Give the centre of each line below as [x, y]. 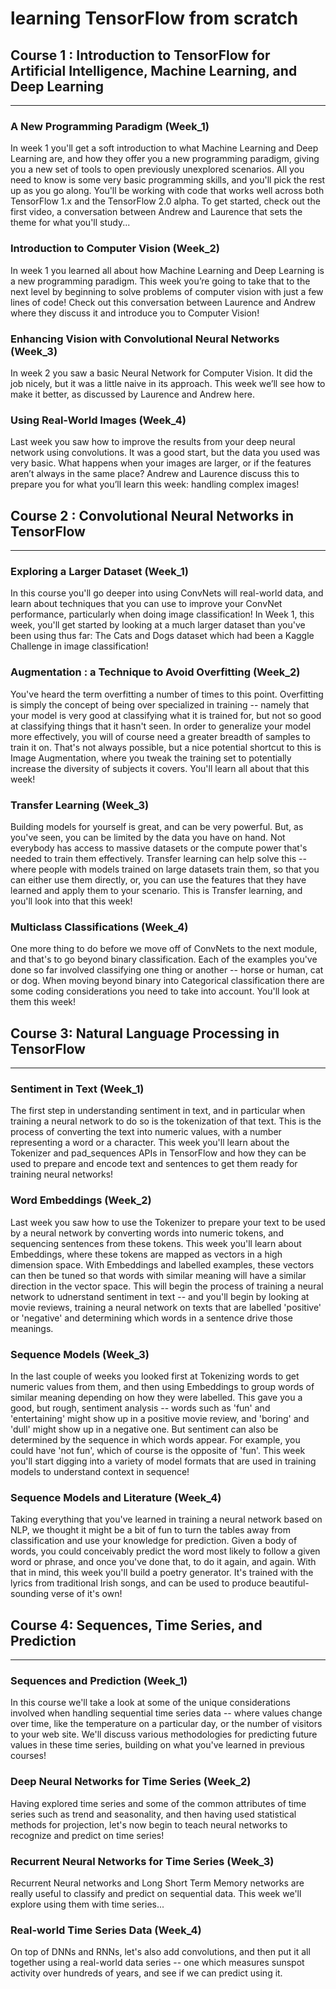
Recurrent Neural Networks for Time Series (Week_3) [142, 1861]
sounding [30, 1594]
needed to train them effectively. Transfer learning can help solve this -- [158, 858]
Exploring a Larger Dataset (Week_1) [99, 571]
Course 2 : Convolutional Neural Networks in [152, 515]
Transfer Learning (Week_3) [80, 805]
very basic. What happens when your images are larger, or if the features [161, 463]
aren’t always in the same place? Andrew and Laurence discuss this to [155, 474]
